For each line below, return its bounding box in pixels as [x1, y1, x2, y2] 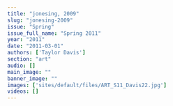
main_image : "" [7, 68, 52, 75]
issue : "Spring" [7, 23, 54, 30]
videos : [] [7, 88, 39, 95]
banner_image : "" [7, 75, 58, 82]
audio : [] [7, 62, 36, 69]
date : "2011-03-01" [7, 43, 64, 50]
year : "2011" [7, 36, 45, 43]
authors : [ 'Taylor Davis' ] [7, 50, 86, 56]
